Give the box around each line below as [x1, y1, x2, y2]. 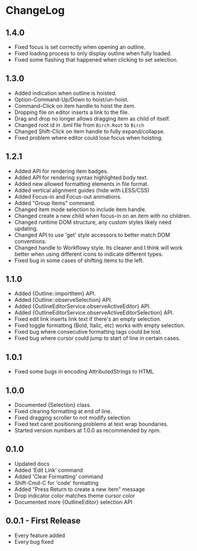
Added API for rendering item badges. [14, 167, 109, 175]
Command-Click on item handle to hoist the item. [14, 102, 136, 109]
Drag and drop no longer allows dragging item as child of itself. [14, 115, 171, 122]
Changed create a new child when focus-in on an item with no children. [14, 212, 192, 219]
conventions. [14, 238, 47, 245]
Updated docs [14, 460, 50, 467]
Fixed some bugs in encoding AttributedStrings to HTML [14, 368, 154, 375]
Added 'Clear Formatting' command [14, 472, 103, 480]
